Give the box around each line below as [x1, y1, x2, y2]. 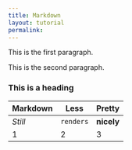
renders [60, 117, 89, 126]
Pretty [96, 103, 120, 114]
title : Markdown [8, 11, 61, 20]
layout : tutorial [8, 19, 65, 27]
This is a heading [8, 82, 74, 93]
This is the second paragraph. [8, 63, 105, 72]
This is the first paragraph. [8, 48, 94, 57]
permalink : [8, 26, 44, 34]
